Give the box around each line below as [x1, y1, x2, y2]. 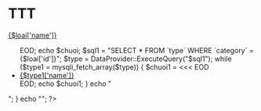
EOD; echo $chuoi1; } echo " [19, 79, 112, 88]
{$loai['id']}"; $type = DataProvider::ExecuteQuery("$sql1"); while [19, 54, 233, 63]
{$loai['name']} [8, 30, 57, 40]
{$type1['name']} [19, 70, 74, 80]
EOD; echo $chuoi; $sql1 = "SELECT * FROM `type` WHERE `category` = [19, 45, 255, 55]
